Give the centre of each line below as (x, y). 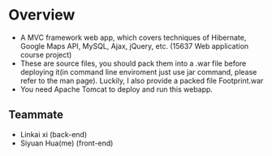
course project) (46, 54)
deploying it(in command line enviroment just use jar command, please (138, 71)
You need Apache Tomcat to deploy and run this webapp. (117, 89)
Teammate (36, 115)
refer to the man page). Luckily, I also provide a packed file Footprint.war (142, 80)
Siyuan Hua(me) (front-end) (67, 143)
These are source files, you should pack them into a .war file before (133, 63)
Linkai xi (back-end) (54, 134)
